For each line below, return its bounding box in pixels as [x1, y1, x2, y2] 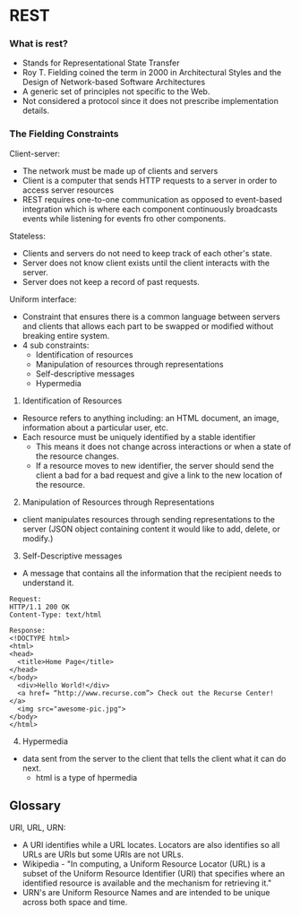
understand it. [21, 577, 74, 588]
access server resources [21, 185, 115, 195]
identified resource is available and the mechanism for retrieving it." [21, 877, 272, 888]
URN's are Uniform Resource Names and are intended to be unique [21, 886, 270, 897]
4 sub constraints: [21, 340, 90, 350]
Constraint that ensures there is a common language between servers [21, 311, 280, 322]
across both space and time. [21, 896, 128, 907]
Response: [9, 626, 47, 635]
